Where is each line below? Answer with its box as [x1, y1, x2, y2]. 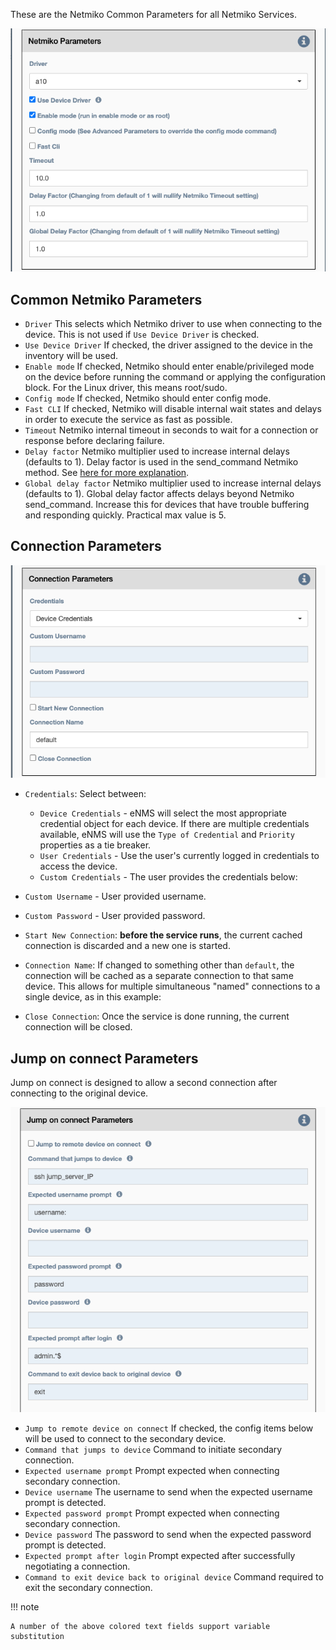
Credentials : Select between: [24, 788, 147, 800]
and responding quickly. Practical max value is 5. [24, 509, 227, 521]
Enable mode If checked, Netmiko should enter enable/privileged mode [24, 360, 315, 372]
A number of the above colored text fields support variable [10, 1621, 271, 1631]
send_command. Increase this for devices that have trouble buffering [24, 498, 310, 510]
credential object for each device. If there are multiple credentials [39, 818, 310, 830]
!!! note [10, 1600, 40, 1613]
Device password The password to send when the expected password [24, 1528, 312, 1540]
